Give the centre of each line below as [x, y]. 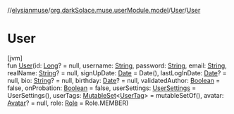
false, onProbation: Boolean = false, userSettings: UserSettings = [102, 88]
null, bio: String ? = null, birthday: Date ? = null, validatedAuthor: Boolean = [114, 80]
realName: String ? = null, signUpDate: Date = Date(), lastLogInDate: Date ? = [117, 72]
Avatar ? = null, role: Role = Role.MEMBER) [68, 103]
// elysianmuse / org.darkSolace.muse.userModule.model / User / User [104, 10]
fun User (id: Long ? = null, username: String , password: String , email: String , [117, 65]
